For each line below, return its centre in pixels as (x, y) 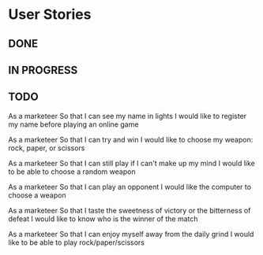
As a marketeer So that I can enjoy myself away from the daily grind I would (131, 234)
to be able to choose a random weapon (72, 172)
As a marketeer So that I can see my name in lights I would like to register (128, 116)
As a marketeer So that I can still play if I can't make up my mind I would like (131, 163)
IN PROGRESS (43, 70)
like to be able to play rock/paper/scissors (76, 242)
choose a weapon (37, 195)
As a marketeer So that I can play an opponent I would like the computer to (130, 187)
